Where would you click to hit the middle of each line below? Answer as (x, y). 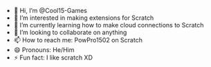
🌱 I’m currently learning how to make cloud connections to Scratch (109, 25)
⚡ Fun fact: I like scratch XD (53, 57)
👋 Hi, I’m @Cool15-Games (51, 11)
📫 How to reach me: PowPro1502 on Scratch (78, 40)
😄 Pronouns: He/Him (44, 50)
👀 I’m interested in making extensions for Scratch (84, 18)
